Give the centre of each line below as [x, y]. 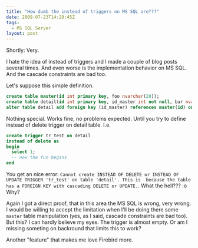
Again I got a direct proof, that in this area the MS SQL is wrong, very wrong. [99, 203]
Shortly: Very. [23, 50]
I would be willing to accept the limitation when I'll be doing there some [92, 209]
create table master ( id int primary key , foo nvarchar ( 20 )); [83, 97]
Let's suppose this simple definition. [50, 85]
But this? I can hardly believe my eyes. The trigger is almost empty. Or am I [97, 222]
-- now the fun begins [39, 158]
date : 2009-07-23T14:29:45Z [41, 17]
